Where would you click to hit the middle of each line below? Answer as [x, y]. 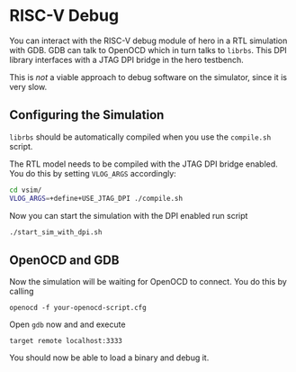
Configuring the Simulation [87, 115]
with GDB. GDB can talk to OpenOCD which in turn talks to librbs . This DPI [148, 50]
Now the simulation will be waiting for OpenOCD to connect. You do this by [148, 282]
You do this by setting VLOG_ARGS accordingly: [93, 173]
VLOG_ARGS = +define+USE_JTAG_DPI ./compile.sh [96, 198]
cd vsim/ [26, 190]
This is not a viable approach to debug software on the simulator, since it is [148, 77]
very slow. [28, 86]
